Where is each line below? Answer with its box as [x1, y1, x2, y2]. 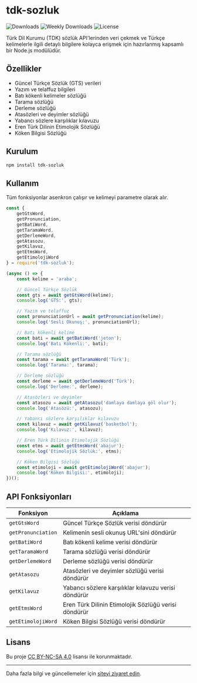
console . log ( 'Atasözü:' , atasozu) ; [16, 405, 104, 411]
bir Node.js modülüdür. [6, 46, 62, 53]
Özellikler [6, 64, 42, 74]
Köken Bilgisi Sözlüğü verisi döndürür [62, 617, 166, 625]
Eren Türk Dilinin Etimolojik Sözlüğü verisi [62, 600, 177, 608]
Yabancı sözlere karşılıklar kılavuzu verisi [62, 583, 176, 591]
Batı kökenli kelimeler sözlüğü [14, 92, 87, 99]
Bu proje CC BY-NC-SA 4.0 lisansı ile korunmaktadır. [6, 653, 133, 660]
